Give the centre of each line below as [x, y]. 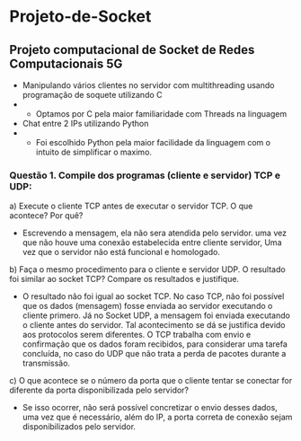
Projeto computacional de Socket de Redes [132, 50]
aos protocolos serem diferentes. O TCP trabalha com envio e [137, 335]
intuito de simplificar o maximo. [94, 152]
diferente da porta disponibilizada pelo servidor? [99, 390]
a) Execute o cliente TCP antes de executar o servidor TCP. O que [131, 206]
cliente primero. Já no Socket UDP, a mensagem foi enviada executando [156, 315]
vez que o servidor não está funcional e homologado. [121, 252]
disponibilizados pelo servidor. [79, 427]
